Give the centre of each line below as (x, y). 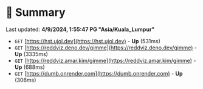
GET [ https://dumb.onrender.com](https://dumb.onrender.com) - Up (98, 73)
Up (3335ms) (31, 54)
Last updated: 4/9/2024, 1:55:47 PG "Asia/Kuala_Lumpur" (80, 29)
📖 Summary (36, 12)
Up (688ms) (29, 67)
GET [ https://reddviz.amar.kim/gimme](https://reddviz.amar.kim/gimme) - (105, 60)
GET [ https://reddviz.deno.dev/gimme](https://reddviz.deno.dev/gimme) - (106, 48)
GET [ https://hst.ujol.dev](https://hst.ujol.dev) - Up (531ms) (87, 41)
